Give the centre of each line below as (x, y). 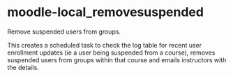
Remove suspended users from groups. (64, 31)
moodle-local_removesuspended (106, 12)
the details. (23, 67)
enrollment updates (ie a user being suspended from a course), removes (111, 52)
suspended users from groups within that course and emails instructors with (117, 59)
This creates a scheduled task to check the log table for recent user (105, 45)
